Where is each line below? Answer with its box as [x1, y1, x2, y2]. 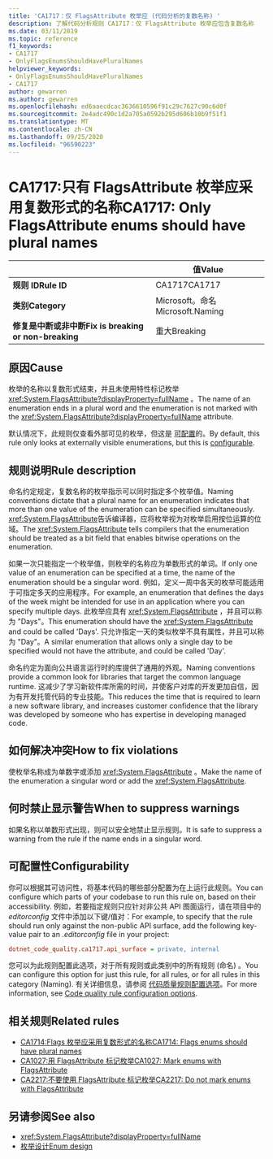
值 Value [192, 264, 223, 276]
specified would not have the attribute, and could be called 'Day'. [8, 646, 226, 656]
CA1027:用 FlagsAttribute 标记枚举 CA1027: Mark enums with [19, 1056, 222, 1066]
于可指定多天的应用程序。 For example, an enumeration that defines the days [8, 588, 264, 597]
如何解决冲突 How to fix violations [8, 744, 179, 757]
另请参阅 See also [8, 1109, 96, 1123]
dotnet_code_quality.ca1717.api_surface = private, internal [8, 944, 220, 953]
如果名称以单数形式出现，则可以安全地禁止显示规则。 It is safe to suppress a [8, 824, 262, 834]
